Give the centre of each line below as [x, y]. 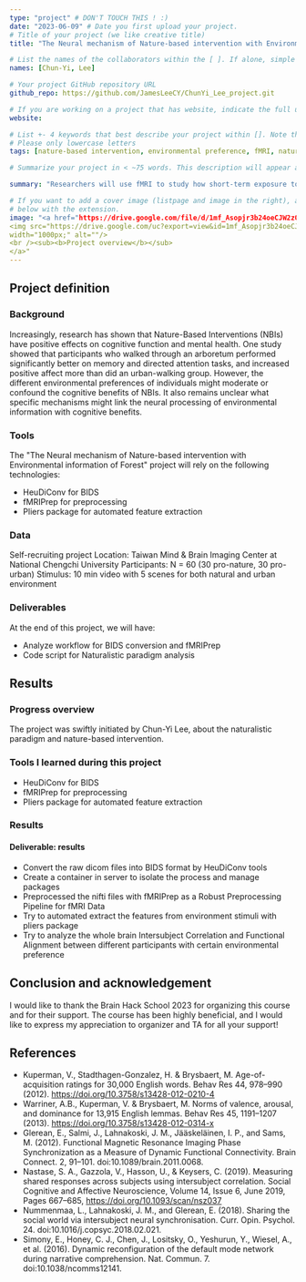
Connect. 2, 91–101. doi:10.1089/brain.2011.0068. [113, 1162]
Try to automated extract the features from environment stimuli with [150, 916]
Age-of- [250, 1075]
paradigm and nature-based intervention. [87, 739]
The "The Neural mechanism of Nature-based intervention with [128, 455]
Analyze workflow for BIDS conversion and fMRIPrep [122, 645]
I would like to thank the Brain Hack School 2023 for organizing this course [150, 1005]
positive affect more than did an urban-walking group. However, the [137, 373]
